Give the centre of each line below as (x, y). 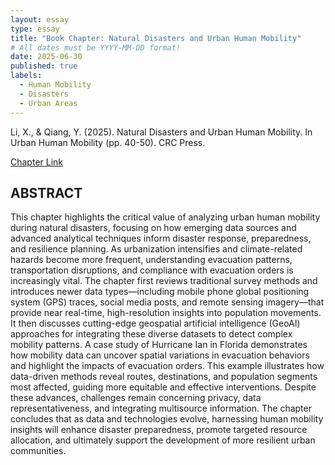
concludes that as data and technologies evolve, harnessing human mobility (167, 419)
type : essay (35, 29)
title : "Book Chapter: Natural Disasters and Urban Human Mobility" (156, 38)
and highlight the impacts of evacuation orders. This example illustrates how (167, 366)
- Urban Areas (48, 103)
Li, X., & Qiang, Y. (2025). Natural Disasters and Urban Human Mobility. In (161, 132)
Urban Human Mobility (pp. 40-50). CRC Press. (108, 142)
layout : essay (40, 19)
